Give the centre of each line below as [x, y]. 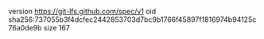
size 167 [56, 28]
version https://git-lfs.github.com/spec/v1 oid [82, 11]
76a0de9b [25, 28]
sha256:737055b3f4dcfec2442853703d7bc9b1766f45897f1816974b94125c [132, 19]
